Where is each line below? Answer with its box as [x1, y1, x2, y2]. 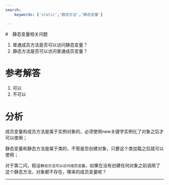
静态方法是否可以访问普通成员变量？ [12, 48, 88, 54]
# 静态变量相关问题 [5, 31, 48, 37]
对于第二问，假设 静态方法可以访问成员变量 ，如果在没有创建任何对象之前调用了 [5, 162, 160, 169]
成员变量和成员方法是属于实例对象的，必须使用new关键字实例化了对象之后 [5, 129, 159, 135]
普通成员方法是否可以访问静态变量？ [12, 41, 88, 48]
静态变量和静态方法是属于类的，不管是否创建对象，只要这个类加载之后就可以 [5, 146, 164, 152]
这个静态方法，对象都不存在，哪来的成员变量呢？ [5, 169, 107, 175]
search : [5, 7, 22, 13]
